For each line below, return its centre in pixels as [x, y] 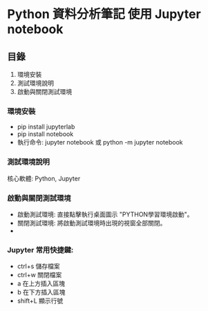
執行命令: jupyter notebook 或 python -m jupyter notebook [100, 142]
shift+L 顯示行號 [40, 301]
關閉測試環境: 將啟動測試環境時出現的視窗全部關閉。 [92, 223]
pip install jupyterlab [46, 127]
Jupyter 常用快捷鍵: [40, 249]
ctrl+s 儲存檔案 [38, 266]
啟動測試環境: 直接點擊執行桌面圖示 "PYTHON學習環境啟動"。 [105, 214]
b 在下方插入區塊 [41, 292]
